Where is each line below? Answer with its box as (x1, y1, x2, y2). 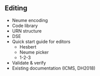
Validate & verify (12, 59, 46, 65)
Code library (12, 22, 38, 28)
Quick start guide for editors (12, 38, 71, 44)
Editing (5, 4, 28, 12)
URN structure (12, 27, 42, 34)
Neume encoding (12, 17, 48, 23)
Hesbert (19, 43, 37, 49)
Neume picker (19, 49, 49, 55)
